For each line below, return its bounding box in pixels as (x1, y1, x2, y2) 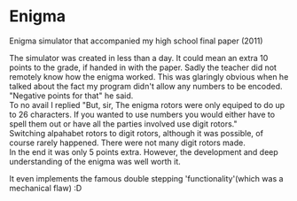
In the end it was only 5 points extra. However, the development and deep (9, 146, 279, 157)
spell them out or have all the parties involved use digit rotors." (9, 118, 238, 129)
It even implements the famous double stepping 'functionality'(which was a (9, 173, 284, 183)
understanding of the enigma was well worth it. (9, 156, 182, 166)
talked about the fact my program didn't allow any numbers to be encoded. (9, 81, 283, 91)
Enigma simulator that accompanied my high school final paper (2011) (9, 35, 263, 46)
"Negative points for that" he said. (9, 90, 134, 101)
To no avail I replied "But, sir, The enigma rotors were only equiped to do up (9, 99, 285, 110)
